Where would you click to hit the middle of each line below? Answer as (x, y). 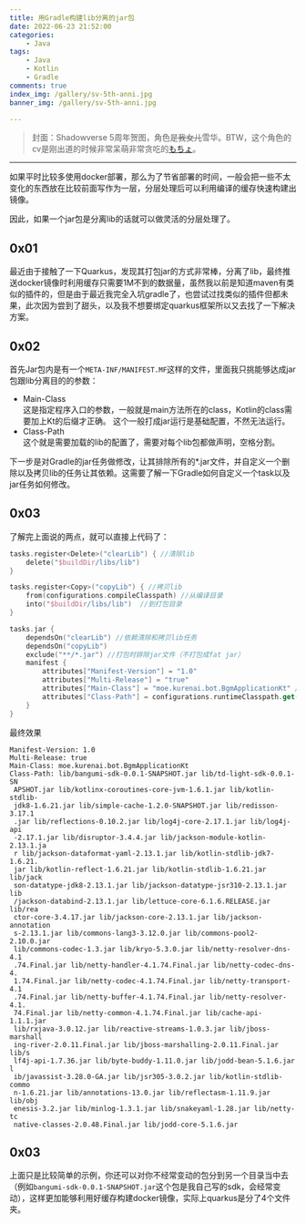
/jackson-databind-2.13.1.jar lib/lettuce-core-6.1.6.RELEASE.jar (142, 901)
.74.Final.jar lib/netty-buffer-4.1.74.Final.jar (109, 997)
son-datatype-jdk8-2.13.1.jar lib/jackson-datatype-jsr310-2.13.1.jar (150, 885)
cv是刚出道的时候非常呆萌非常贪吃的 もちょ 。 (116, 149)
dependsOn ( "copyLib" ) (66, 646)
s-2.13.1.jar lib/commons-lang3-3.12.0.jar (97, 933)
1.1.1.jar (28, 1021)
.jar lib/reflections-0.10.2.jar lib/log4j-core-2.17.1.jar (130, 821)
